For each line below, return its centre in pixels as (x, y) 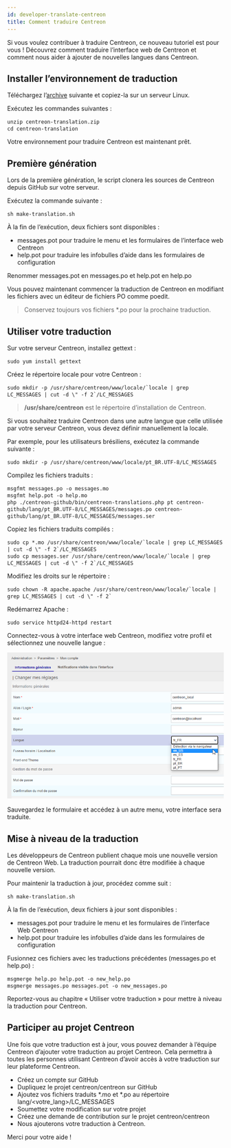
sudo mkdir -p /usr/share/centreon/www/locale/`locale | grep (98, 387)
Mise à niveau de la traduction (73, 839)
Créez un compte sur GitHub (57, 1080)
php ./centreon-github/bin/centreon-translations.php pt (90, 502)
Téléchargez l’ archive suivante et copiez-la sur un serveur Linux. (99, 95)
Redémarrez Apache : (38, 609)
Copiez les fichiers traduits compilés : (60, 529)
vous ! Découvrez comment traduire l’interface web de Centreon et (102, 50)
